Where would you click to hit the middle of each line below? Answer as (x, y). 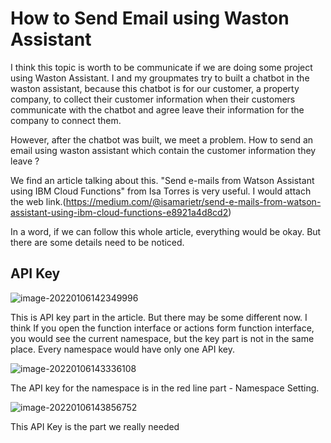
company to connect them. (66, 120)
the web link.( (38, 201)
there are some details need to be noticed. (97, 242)
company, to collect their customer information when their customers (153, 99)
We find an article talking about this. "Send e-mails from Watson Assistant (162, 180)
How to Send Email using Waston (150, 18)
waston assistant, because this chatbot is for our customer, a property (155, 88)
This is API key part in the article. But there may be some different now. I (159, 317)
